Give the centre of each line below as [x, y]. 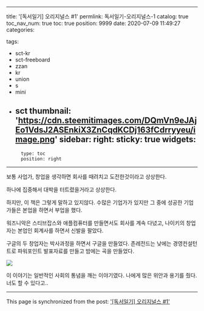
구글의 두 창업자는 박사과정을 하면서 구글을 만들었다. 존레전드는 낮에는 [89, 243]
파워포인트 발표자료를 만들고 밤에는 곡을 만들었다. [76, 251]
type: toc [33, 153]
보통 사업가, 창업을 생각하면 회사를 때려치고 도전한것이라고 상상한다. [87, 176]
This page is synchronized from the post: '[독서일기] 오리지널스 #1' [88, 301]
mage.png [35, 139]
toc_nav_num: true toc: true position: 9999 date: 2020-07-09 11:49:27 [93, 23]
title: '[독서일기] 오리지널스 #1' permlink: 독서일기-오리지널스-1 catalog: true [97, 16]
